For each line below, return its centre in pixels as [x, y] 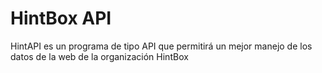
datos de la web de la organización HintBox [99, 56]
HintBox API [61, 18]
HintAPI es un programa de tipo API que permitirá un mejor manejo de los [161, 46]
